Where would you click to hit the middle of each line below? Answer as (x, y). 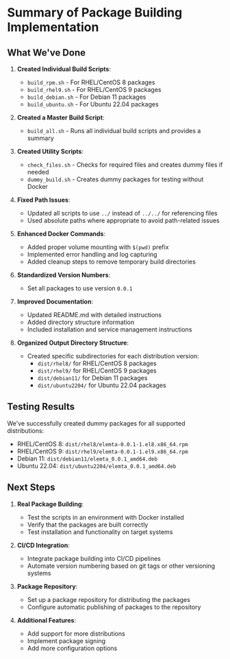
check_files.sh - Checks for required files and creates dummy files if (125, 165)
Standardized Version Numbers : (64, 275)
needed (38, 172)
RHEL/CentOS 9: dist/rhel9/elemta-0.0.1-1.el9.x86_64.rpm (102, 451)
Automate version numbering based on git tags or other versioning (121, 566)
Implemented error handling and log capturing (92, 254)
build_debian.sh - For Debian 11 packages (87, 97)
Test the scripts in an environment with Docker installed (106, 517)
